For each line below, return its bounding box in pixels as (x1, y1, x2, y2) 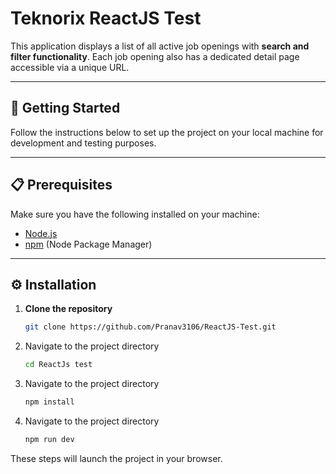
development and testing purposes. (10, 137, 157, 149)
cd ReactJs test (24, 360, 93, 370)
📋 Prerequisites (10, 177, 113, 194)
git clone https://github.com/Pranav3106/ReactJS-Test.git (24, 322, 277, 332)
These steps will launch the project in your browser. (10, 452, 223, 464)
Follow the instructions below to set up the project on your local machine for (10, 126, 324, 138)
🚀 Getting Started (10, 100, 121, 117)
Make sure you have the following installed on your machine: (10, 208, 260, 220)
